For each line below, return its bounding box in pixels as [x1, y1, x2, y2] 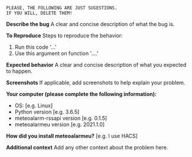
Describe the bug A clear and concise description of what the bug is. [6, 21, 175, 27]
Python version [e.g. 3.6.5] [14, 108, 80, 115]
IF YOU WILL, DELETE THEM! [6, 10, 73, 16]
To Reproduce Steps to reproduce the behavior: [6, 32, 123, 39]
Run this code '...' [14, 44, 57, 50]
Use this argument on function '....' [14, 50, 99, 57]
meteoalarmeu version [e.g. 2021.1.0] [14, 121, 105, 128]
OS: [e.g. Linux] [14, 102, 53, 109]
